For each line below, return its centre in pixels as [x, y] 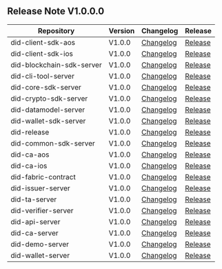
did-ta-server [34, 199]
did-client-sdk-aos [43, 42]
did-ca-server [34, 232]
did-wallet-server [40, 255]
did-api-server [36, 221]
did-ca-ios [29, 166]
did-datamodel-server [48, 110]
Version [122, 30]
